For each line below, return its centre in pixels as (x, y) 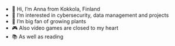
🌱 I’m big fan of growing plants (49, 21)
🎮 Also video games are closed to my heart (65, 28)
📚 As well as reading (37, 37)
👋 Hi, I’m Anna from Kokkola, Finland (56, 9)
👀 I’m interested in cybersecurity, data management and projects (90, 15)
